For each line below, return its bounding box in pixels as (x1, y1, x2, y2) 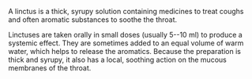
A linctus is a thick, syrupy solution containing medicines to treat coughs (8, 7, 244, 16)
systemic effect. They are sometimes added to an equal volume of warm (8, 38, 244, 48)
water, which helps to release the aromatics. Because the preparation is (8, 47, 241, 56)
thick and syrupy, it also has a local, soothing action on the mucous (8, 55, 227, 64)
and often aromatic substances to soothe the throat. (8, 15, 178, 24)
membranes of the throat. (8, 63, 92, 73)
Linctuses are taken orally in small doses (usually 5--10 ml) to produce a (8, 31, 243, 39)
